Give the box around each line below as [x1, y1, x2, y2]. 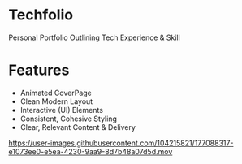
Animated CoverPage [19, 88, 92, 97]
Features [8, 61, 70, 80]
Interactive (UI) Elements [19, 105, 104, 114]
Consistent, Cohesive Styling [19, 114, 118, 123]
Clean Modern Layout [19, 96, 93, 106]
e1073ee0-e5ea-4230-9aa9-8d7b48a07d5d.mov [8, 146, 173, 156]
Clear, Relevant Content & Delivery [19, 122, 136, 132]
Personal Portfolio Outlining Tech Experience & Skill [8, 32, 180, 42]
